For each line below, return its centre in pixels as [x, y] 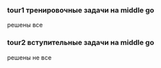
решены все [25, 25]
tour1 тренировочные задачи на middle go [81, 10]
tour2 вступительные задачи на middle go [80, 43]
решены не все [29, 57]
